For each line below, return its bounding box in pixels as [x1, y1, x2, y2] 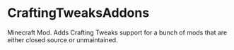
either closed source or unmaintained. [7, 35, 118, 44]
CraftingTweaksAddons [7, 5, 150, 21]
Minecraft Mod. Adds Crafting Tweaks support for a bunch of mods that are [7, 28, 228, 37]
